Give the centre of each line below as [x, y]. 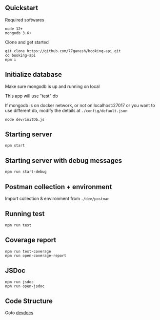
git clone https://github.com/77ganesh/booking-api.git [63, 51]
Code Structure [29, 301]
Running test [25, 214]
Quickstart [22, 8]
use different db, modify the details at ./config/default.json [66, 110]
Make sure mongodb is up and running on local [52, 86]
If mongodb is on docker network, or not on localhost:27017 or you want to [80, 105]
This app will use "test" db [32, 96]
